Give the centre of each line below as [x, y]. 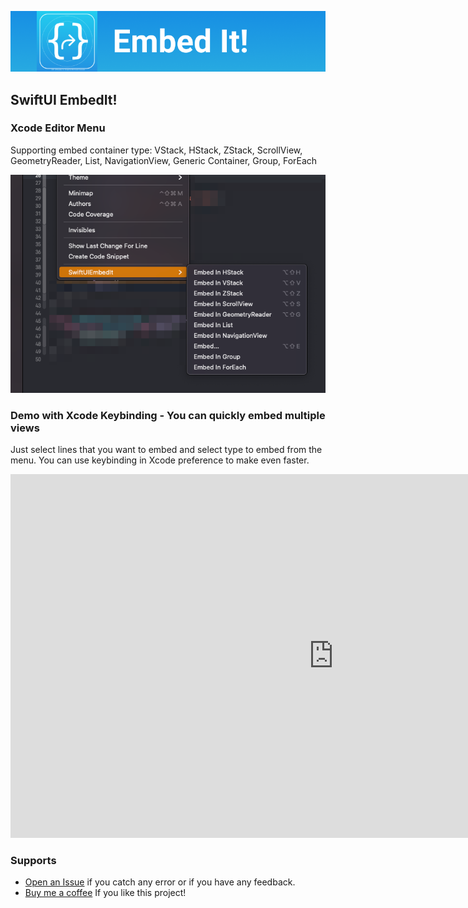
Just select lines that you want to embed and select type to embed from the [166, 450]
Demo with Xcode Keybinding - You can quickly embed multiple [168, 415]
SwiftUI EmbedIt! [64, 99]
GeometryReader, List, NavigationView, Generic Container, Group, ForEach [164, 160]
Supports [33, 861]
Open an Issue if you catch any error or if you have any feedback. [160, 882]
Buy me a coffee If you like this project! [105, 893]
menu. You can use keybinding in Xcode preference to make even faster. [160, 460]
